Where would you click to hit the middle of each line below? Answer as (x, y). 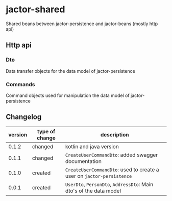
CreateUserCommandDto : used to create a (112, 169)
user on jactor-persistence (99, 176)
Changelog (24, 117)
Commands (20, 84)
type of (46, 131)
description (115, 134)
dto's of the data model (93, 191)
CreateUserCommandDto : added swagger (112, 155)
